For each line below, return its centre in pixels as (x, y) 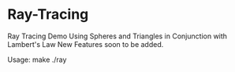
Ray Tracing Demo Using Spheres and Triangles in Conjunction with (117, 36)
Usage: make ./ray (37, 59)
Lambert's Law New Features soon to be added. (86, 44)
